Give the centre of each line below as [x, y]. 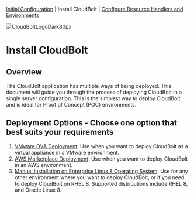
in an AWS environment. [44, 165]
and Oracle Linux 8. [38, 190]
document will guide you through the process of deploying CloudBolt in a [94, 92]
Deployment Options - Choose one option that [91, 123]
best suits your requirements [60, 132]
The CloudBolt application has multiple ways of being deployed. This [89, 86]
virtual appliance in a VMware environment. [67, 152]
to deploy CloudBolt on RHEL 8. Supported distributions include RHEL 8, [101, 183]
